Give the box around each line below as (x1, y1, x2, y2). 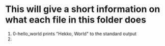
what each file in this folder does (5, 14, 147, 25)
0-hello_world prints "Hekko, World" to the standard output (12, 30, 136, 36)
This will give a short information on (5, 3, 160, 15)
